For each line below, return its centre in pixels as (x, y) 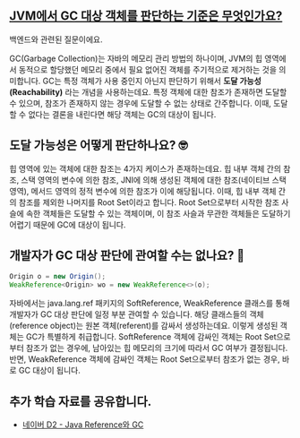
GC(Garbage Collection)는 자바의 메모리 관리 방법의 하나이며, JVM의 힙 (136, 58)
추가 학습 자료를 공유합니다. (81, 401)
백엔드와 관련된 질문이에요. (56, 39)
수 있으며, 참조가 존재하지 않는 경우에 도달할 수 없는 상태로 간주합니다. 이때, (140, 103)
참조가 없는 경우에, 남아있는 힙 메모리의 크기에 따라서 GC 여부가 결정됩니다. (157, 348)
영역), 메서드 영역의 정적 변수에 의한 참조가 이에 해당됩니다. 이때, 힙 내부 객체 (143, 191)
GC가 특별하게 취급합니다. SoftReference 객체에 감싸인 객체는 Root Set (151, 337)
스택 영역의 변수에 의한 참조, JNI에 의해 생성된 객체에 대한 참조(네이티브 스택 (154, 180)
